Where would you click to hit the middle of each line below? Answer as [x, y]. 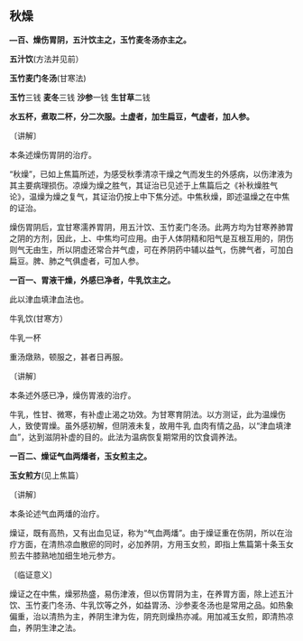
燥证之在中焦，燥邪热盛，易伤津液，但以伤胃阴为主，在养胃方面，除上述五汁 [151, 593]
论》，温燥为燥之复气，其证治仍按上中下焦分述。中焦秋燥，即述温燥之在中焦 [150, 196]
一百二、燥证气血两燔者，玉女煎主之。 [80, 456]
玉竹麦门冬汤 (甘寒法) [48, 78]
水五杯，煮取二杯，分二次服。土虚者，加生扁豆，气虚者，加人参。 [132, 116]
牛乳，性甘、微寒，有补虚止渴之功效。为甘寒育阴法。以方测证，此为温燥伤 [147, 414]
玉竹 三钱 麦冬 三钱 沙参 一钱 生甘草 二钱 [80, 97]
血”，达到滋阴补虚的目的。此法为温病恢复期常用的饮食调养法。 [126, 437]
